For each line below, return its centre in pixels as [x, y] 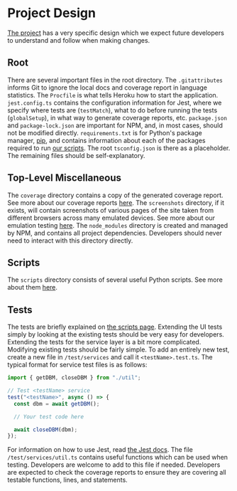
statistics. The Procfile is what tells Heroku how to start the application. [113, 95]
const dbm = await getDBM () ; [57, 403]
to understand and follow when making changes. [79, 40]
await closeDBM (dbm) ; [46, 429]
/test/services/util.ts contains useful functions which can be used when [118, 458]
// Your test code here [49, 417]
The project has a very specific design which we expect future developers [116, 33]
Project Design [51, 13]
